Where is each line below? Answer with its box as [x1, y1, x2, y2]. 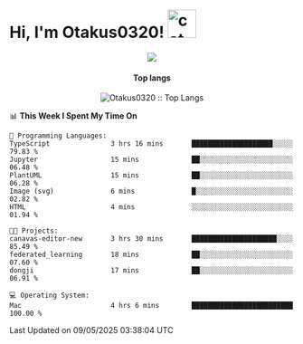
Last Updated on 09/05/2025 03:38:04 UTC [9, 325, 174, 336]
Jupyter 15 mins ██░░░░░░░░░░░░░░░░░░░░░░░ [9, 155, 294, 165]
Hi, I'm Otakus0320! [9, 23, 165, 43]
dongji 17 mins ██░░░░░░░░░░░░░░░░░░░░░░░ [9, 266, 294, 275]
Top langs [132, 72, 172, 83]
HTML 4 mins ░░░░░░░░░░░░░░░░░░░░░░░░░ [9, 203, 294, 212]
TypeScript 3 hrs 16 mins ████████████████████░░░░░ [9, 139, 294, 148]
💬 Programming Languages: [9, 131, 107, 140]
